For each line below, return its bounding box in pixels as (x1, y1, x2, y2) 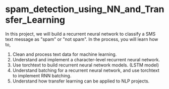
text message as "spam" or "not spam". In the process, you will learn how (5, 36, 158, 42)
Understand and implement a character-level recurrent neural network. (12, 56, 160, 62)
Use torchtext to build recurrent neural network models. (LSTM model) (12, 62, 159, 68)
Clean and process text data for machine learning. (12, 51, 117, 57)
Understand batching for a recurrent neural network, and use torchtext (12, 67, 160, 73)
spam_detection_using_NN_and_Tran (5, 4, 164, 15)
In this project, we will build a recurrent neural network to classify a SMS (5, 31, 156, 37)
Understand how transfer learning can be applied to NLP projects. (12, 78, 150, 84)
